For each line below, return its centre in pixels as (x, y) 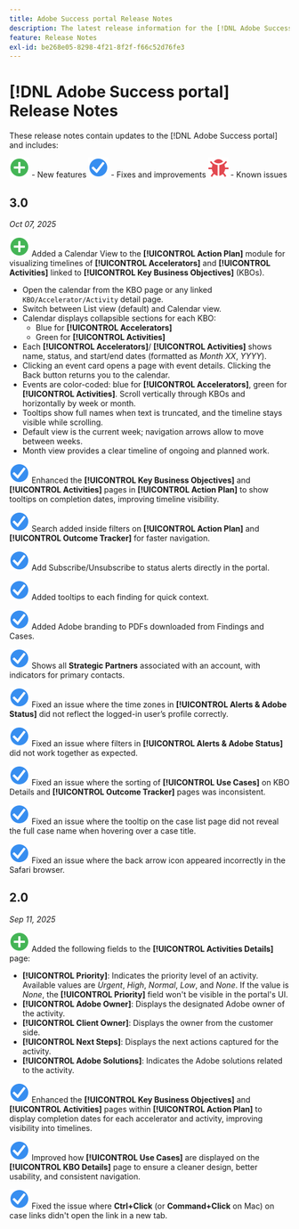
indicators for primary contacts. (67, 675)
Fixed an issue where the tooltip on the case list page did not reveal (155, 821)
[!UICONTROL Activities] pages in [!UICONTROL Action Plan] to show (139, 489)
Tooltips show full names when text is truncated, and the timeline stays (152, 413)
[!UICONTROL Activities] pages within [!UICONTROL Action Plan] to (136, 1109)
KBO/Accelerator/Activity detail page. (93, 299)
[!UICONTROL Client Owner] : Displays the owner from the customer (148, 1022)
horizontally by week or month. (79, 403)
